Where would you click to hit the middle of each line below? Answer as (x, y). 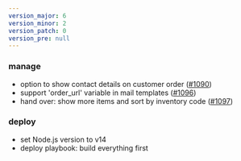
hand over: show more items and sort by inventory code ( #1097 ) (127, 101)
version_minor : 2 (37, 23)
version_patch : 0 (37, 31)
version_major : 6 (37, 16)
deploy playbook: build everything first (84, 148)
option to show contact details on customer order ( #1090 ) (116, 84)
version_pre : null (39, 38)
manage (25, 67)
